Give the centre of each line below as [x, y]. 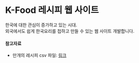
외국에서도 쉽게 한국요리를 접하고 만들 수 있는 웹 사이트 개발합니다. [70, 31]
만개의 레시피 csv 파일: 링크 [39, 56]
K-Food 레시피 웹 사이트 [52, 10]
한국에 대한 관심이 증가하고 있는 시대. [41, 25]
